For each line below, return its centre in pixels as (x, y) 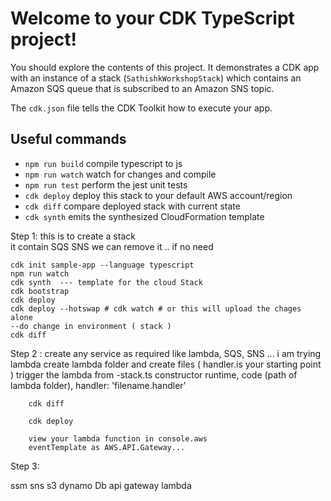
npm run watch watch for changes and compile (120, 174)
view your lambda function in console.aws (118, 438)
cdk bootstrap (40, 291)
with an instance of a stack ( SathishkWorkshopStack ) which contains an (156, 78)
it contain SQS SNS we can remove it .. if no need (112, 246)
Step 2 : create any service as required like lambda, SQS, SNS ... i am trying (166, 353)
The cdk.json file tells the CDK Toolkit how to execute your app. (141, 108)
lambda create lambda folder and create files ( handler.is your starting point (166, 364)
